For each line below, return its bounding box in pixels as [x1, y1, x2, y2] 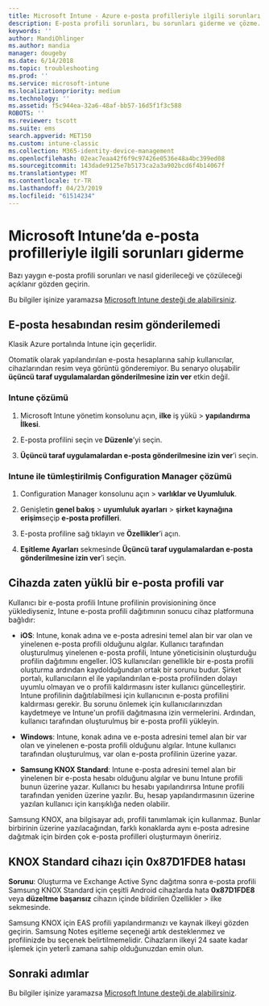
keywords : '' [8, 27, 52, 35]
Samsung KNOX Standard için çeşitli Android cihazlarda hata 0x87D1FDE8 [8, 885, 255, 895]
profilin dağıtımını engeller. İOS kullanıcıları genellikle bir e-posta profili [19, 656, 254, 666]
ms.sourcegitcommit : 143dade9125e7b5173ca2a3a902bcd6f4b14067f [8, 162, 226, 170]
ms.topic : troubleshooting [8, 65, 99, 73]
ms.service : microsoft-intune [8, 79, 110, 87]
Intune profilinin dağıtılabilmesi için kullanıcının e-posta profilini [19, 691, 230, 700]
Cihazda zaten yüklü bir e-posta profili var [8, 576, 224, 590]
